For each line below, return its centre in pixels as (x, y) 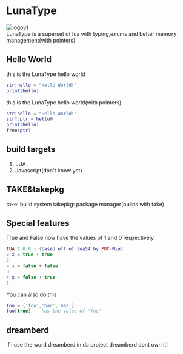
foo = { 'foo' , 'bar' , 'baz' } (40, 305)
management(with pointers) (41, 40)
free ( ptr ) (19, 131)
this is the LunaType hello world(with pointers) (64, 102)
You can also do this (32, 294)
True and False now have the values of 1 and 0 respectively (80, 238)
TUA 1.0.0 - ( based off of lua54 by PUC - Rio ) (65, 249)
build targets (31, 149)
